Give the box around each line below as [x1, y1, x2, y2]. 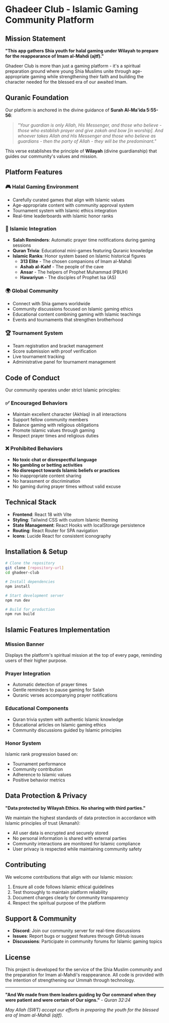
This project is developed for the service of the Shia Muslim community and [5, 967, 162, 973]
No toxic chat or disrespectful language [12, 457, 97, 463]
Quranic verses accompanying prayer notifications [12, 692, 118, 698]
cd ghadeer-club [5, 570, 39, 576]
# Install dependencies [5, 579, 55, 585]
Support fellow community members [12, 416, 89, 422]
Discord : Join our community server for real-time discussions [12, 928, 141, 934]
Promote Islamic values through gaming [12, 427, 95, 433]
